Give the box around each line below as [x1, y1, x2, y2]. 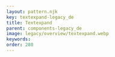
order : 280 [6, 42, 34, 48]
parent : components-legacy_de [6, 25, 82, 31]
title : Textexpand [6, 20, 52, 26]
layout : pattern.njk [6, 8, 58, 15]
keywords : [6, 36, 31, 42]
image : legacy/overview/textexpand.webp [6, 31, 110, 37]
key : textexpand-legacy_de [6, 14, 74, 20]
